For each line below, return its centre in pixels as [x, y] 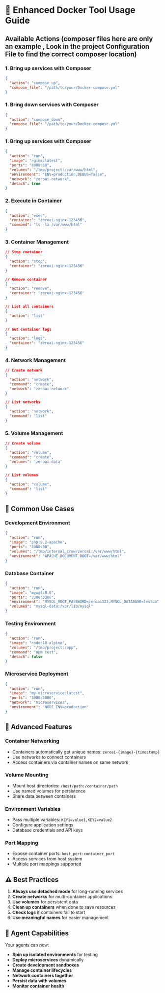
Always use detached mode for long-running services [68, 891]
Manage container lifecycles [42, 970]
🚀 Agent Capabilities [37, 933]
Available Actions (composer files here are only [79, 39]
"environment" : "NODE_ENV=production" [49, 707]
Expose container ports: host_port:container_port [63, 854]
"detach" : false [26, 657]
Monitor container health [38, 986]
